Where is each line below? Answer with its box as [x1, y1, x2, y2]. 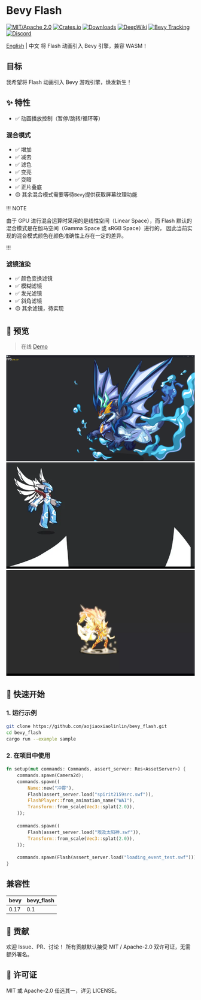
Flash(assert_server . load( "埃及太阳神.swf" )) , [28, 829, 142, 835]
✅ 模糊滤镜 [14, 282, 42, 289]
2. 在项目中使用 [6, 751, 51, 760]
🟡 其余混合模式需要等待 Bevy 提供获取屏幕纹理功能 [14, 191, 138, 198]
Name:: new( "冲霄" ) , [28, 785, 75, 791]
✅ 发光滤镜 [14, 290, 42, 297]
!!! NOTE [6, 204, 27, 212]
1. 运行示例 [6, 708, 37, 717]
